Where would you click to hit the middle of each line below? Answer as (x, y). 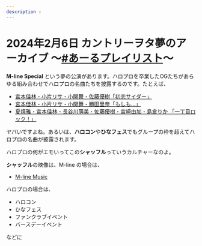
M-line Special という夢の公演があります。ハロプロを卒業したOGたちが (95, 76)
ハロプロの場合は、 (30, 189)
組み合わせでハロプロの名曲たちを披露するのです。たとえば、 (93, 83)
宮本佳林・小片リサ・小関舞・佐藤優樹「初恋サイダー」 (83, 96)
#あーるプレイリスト (112, 58)
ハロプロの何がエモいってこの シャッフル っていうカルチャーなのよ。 (90, 152)
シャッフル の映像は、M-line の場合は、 (55, 164)
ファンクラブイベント (41, 217)
